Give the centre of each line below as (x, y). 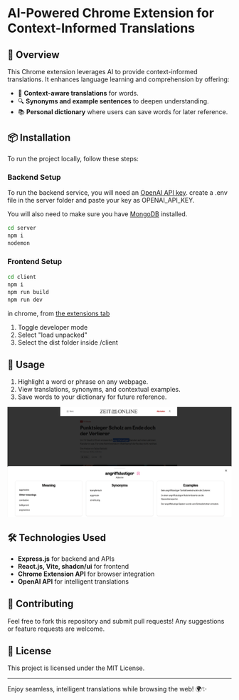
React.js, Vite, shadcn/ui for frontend (73, 566)
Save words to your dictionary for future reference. (92, 397)
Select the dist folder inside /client (68, 342)
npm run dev (25, 300)
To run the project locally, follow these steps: (73, 158)
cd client (22, 277)
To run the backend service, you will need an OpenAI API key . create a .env (117, 193)
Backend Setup (34, 177)
